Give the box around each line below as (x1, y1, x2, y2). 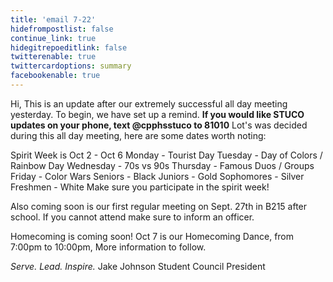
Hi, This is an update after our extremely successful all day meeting (10, 97, 288, 110)
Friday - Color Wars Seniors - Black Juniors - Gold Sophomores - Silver (10, 170, 305, 182)
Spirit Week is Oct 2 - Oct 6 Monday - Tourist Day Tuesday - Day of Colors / (10, 149, 323, 161)
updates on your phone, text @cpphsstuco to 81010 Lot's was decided (10, 119, 308, 131)
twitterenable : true (10, 52, 97, 62)
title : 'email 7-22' (10, 14, 97, 25)
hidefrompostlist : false (10, 24, 114, 34)
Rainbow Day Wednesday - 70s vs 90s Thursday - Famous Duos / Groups (10, 159, 315, 171)
